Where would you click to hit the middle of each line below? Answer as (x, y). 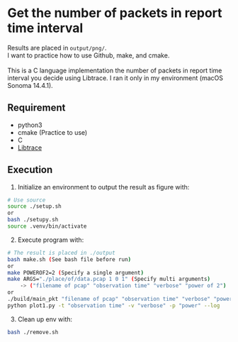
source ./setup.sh (34, 206)
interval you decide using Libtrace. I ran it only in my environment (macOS (115, 78)
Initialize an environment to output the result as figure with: (103, 187)
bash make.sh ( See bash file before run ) (69, 259)
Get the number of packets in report (115, 13)
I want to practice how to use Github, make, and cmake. (89, 55)
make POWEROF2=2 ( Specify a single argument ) (75, 272)
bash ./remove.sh (33, 332)
